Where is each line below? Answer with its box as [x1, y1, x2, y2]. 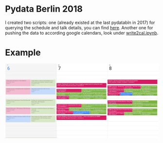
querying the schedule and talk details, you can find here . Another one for [5, 24, 153, 30]
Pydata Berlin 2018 [5, 3, 83, 15]
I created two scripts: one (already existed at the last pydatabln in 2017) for [5, 20, 155, 25]
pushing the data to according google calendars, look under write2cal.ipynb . [5, 30, 159, 36]
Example [5, 47, 41, 58]
